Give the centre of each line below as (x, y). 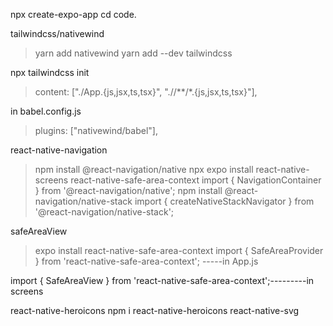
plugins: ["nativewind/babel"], (96, 130)
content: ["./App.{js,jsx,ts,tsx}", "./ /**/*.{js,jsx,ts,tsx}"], (146, 92)
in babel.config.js (46, 111)
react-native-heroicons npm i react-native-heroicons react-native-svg (155, 310)
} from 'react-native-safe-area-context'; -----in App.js (146, 261)
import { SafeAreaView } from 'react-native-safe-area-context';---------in (162, 280)
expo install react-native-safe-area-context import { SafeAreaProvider (179, 250)
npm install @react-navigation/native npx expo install (144, 169)
